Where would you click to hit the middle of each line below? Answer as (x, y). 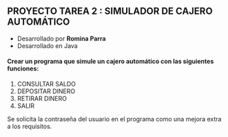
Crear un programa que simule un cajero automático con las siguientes (111, 62)
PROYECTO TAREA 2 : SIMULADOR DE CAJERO (110, 11)
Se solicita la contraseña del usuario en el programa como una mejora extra (114, 119)
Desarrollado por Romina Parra (61, 38)
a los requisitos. (30, 127)
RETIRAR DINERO (42, 99)
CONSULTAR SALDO (46, 84)
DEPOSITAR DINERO (46, 91)
